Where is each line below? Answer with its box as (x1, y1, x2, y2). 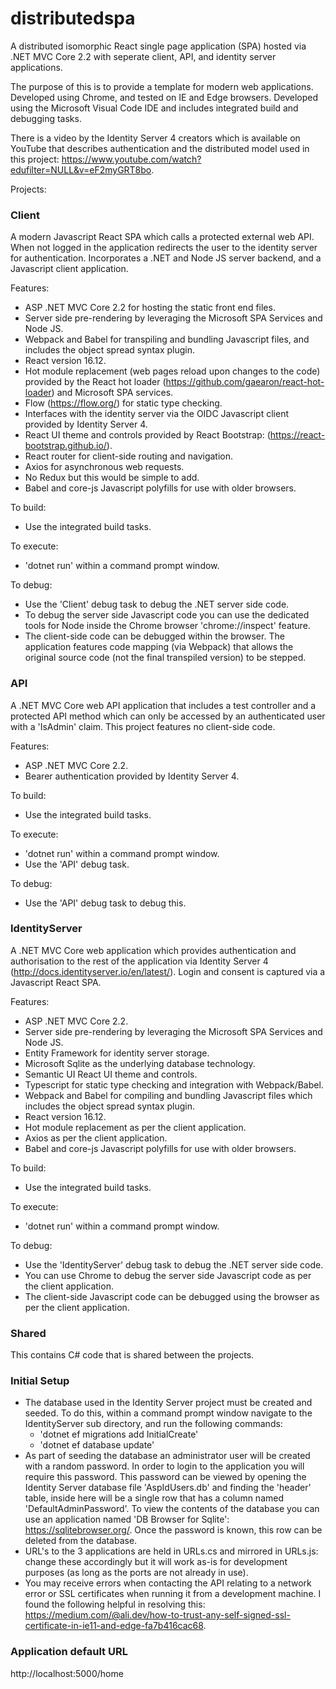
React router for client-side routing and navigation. (24, 450, 234, 462)
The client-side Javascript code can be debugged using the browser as (24, 1290, 320, 1302)
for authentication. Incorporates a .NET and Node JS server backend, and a (10, 252, 322, 264)
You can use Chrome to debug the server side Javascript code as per (24, 1269, 312, 1281)
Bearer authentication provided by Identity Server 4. (24, 770, 240, 782)
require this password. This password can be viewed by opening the (24, 1471, 307, 1483)
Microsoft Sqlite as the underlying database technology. (24, 1057, 256, 1069)
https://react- (269, 429, 326, 441)
